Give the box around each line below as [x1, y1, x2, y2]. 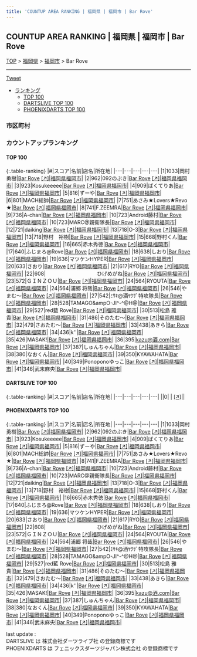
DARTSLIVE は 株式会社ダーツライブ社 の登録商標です [6, 637, 136, 644]
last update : [6, 630, 36, 637]
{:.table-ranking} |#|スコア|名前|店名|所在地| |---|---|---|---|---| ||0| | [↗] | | [6, 393, 185, 400]
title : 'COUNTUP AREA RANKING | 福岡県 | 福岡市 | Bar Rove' [6, 8, 154, 15]
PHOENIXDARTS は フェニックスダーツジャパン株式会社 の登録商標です [6, 645, 179, 652]
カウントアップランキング [6, 139, 78, 147]
